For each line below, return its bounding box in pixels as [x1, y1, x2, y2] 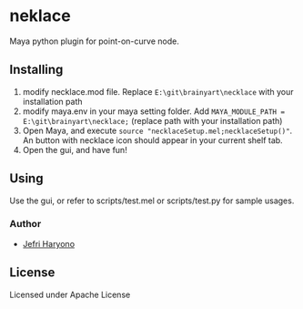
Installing [9, 62, 64, 77]
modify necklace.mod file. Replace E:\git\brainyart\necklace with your [22, 86, 294, 97]
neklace [9, 5, 71, 26]
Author [9, 218, 42, 231]
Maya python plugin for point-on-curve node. [9, 36, 179, 46]
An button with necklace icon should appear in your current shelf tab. [22, 134, 284, 146]
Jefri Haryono [22, 238, 76, 249]
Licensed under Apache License [9, 289, 131, 300]
